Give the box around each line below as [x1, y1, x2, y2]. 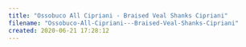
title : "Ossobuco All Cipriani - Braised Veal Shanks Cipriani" [8, 11, 228, 20]
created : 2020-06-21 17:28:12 [8, 26, 110, 34]
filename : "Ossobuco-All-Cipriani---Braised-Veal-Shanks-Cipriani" [8, 19, 240, 27]
